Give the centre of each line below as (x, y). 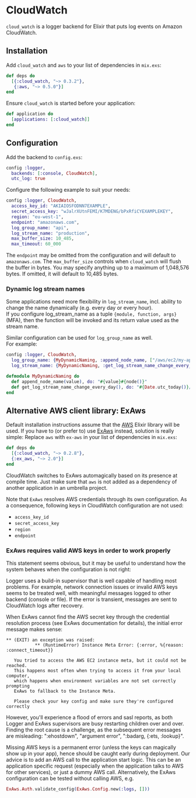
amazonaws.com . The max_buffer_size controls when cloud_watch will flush (94, 261)
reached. (17, 666)
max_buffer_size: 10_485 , (43, 239)
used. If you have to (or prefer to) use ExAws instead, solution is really (90, 431)
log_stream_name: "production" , (51, 233)
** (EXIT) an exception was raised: (50, 640)
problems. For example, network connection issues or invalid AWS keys (92, 587)
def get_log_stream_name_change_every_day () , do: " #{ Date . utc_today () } (100, 387)
